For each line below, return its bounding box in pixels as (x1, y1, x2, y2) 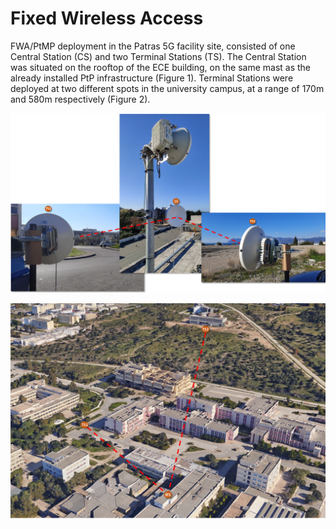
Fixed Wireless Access (10, 7, 204, 30)
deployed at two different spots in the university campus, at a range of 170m (10, 82, 325, 94)
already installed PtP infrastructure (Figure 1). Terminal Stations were (10, 72, 294, 84)
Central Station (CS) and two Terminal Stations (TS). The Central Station (10, 50, 307, 62)
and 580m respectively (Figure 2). (10, 93, 151, 105)
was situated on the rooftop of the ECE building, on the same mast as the (10, 61, 312, 73)
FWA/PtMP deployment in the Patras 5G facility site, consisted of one (10, 40, 296, 52)
